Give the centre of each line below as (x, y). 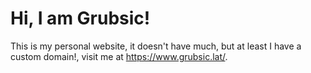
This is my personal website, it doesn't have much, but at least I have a (156, 46)
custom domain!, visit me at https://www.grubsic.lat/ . (119, 56)
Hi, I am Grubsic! (80, 18)
